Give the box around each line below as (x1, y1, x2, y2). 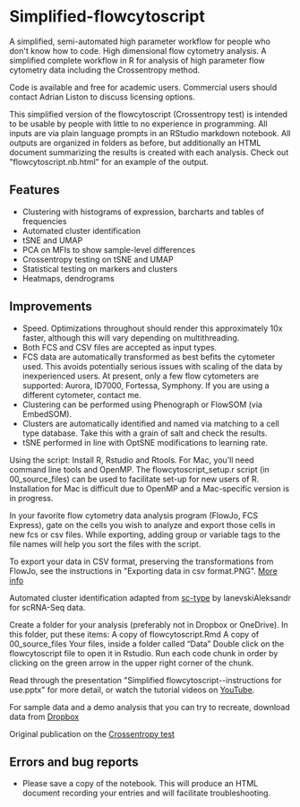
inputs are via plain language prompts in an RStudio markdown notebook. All (9, 127, 291, 138)
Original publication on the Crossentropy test (9, 728, 175, 739)
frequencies (21, 215, 67, 226)
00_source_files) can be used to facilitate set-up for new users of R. (9, 473, 260, 484)
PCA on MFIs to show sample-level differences (21, 244, 195, 255)
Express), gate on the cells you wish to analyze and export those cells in (9, 519, 276, 530)
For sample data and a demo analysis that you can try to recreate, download (9, 701, 291, 712)
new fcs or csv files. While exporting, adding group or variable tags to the (9, 529, 280, 540)
